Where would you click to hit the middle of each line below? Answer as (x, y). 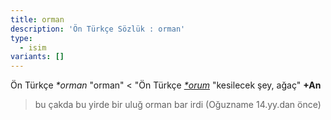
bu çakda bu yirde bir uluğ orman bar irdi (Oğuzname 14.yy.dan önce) (178, 105)
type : (21, 38)
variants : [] (37, 57)
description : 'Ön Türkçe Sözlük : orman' (98, 29)
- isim (33, 47)
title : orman (37, 19)
